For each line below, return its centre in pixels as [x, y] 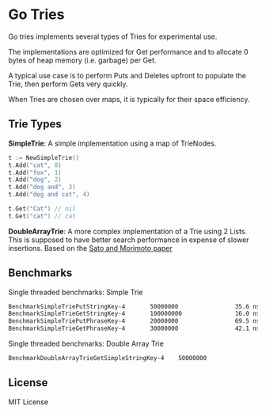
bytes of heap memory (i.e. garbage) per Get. [82, 60]
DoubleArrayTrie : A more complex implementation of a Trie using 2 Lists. [128, 231]
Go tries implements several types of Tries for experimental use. [113, 36]
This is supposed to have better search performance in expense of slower [129, 240]
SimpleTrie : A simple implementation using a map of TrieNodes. [112, 143]
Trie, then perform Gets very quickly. [68, 84]
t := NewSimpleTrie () [44, 157]
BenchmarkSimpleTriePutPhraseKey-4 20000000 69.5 [129, 321]
